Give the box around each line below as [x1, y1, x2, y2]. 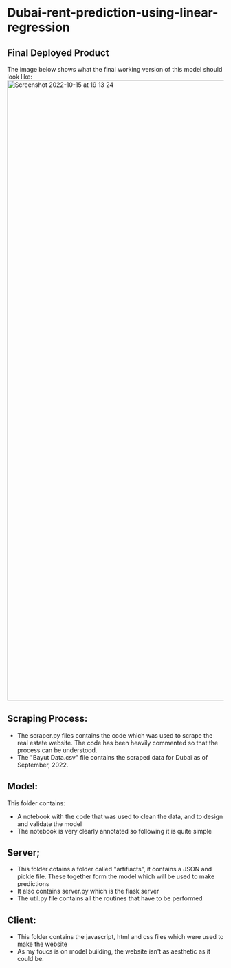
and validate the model [16, 819, 82, 828]
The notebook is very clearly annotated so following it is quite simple [16, 827, 212, 835]
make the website [16, 940, 67, 949]
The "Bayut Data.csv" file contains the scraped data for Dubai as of [16, 753, 208, 761]
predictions [16, 880, 49, 888]
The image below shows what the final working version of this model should [7, 65, 223, 73]
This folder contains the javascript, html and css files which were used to [16, 933, 224, 941]
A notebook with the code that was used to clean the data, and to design [16, 812, 223, 820]
